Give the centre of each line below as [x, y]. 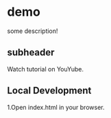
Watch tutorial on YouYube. [46, 69]
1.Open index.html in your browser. [56, 107]
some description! [33, 31]
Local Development [49, 91]
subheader [31, 52]
